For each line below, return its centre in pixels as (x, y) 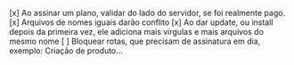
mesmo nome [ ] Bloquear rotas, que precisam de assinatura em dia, (135, 41)
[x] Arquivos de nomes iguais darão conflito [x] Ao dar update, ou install (141, 22)
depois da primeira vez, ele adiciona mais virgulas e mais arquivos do (137, 32)
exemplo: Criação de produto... (66, 51)
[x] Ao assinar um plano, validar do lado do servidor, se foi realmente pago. (147, 13)
